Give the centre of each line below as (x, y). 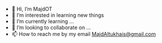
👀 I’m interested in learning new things (58, 15)
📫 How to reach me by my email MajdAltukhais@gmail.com (84, 34)
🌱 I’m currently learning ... (43, 21)
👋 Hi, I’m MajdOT (32, 9)
